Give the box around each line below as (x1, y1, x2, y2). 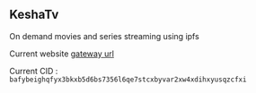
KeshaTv (9, 7, 59, 22)
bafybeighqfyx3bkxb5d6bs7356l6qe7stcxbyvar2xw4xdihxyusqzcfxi (9, 75, 247, 84)
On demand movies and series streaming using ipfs (9, 30, 199, 41)
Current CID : (9, 65, 58, 76)
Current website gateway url (9, 48, 115, 59)
